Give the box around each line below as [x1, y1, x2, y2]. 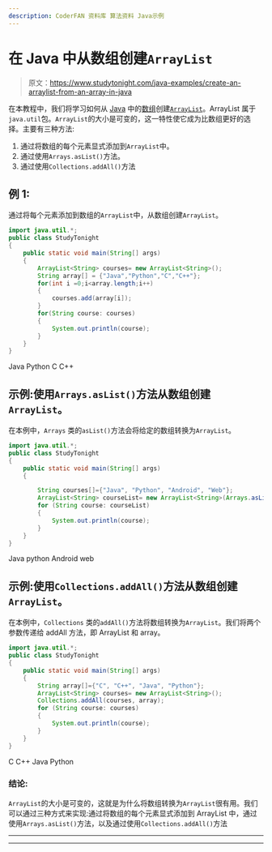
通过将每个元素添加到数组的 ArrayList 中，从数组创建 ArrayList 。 [8, 210, 223, 220]
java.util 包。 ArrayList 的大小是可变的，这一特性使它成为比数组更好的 [8, 113, 244, 123]
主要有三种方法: [22, 123, 75, 134]
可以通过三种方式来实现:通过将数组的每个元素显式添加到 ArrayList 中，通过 [8, 808, 257, 818]
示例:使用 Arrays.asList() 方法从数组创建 [8, 387, 211, 401]
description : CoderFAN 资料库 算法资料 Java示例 [8, 11, 164, 20]
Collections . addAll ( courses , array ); [37, 696, 164, 705]
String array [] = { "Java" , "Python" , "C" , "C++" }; [37, 272, 201, 280]
